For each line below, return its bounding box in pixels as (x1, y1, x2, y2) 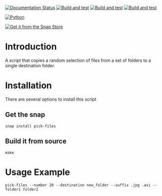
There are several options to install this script (5, 96, 97, 102)
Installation (5, 80, 52, 91)
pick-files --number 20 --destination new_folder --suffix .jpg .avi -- (5, 183, 158, 188)
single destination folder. (5, 62, 55, 69)
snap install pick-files (5, 123, 56, 128)
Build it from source (5, 137, 66, 146)
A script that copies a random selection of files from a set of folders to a (5, 57, 151, 63)
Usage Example (5, 166, 70, 178)
